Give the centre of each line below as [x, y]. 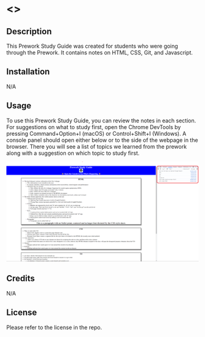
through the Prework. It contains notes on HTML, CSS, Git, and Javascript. [100, 53]
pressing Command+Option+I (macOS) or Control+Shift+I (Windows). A [96, 133]
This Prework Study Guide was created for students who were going [92, 46]
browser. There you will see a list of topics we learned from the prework [97, 146]
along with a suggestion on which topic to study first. [73, 153]
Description [29, 31]
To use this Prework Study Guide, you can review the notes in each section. [101, 120]
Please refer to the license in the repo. [54, 327]
